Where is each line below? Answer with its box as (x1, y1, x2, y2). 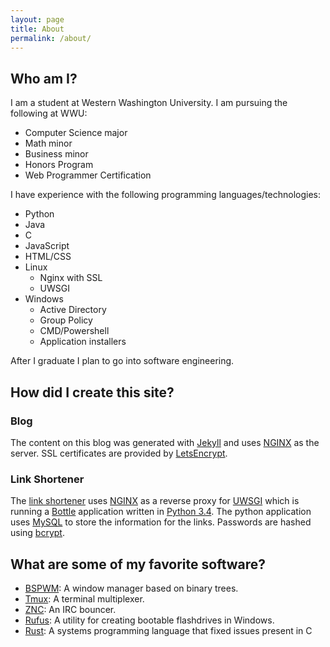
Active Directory (39, 304, 107, 316)
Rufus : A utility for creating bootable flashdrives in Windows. (24, 614, 275, 626)
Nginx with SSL (39, 272, 103, 284)
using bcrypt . (10, 527, 65, 539)
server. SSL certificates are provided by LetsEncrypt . (10, 447, 228, 459)
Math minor (24, 137, 73, 150)
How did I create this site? (10, 384, 175, 401)
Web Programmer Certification (24, 169, 152, 181)
